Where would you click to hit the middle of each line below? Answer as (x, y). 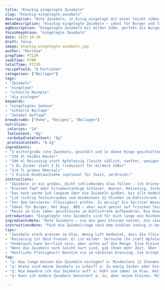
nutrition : (16, 124)
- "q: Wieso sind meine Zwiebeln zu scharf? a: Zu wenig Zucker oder (78, 266)
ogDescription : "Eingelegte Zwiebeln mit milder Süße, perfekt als (76, 28)
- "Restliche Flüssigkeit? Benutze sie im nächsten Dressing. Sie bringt (82, 253)
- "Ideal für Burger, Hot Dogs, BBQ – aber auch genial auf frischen (78, 207)
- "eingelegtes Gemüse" (29, 106)
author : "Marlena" (24, 51)
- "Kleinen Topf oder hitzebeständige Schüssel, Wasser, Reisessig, (77, 188)
